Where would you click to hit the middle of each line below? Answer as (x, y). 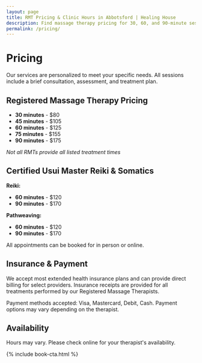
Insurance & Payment (47, 264)
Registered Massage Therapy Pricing (77, 100)
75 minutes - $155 (38, 134)
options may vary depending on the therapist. (63, 309)
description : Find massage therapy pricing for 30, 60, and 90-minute (96, 23)
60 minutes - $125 (38, 128)
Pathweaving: (24, 215)
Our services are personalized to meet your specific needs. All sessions (95, 75)
